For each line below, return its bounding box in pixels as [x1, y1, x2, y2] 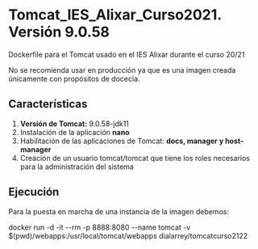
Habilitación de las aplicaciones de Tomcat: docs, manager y [19, 136, 224, 146]
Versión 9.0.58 [8, 23, 110, 41]
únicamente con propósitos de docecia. [8, 74, 140, 83]
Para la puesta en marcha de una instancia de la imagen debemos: [8, 206, 230, 216]
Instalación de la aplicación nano [19, 127, 131, 137]
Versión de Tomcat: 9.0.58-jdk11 [19, 119, 129, 129]
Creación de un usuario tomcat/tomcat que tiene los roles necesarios [19, 153, 250, 162]
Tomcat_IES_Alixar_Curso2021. [8, 6, 222, 24]
